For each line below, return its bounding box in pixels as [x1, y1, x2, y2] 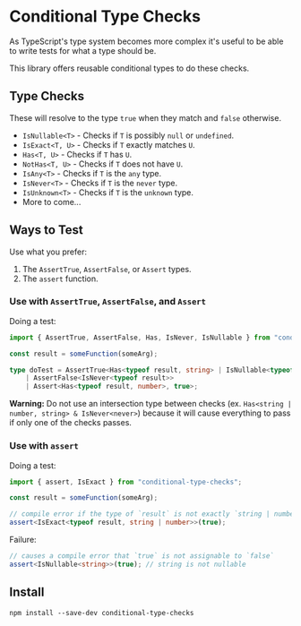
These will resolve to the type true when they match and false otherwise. [9, 112, 282, 123]
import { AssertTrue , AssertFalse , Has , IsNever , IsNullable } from [9, 333, 271, 342]
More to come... [21, 196, 82, 207]
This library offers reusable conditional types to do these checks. [9, 63, 250, 73]
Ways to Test [9, 222, 83, 238]
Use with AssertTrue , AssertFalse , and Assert [9, 296, 206, 308]
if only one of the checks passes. [9, 417, 133, 428]
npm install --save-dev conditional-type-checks [9, 608, 194, 617]
